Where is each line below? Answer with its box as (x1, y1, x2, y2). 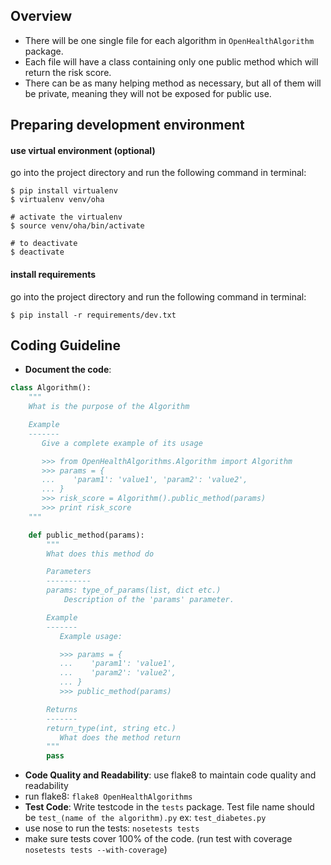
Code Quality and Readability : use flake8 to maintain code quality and (24, 769, 317, 781)
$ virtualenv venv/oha (10, 195, 105, 205)
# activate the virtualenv (10, 212, 123, 223)
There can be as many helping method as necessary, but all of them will (24, 77, 322, 89)
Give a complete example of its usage (41, 438, 203, 448)
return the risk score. (24, 66, 112, 78)
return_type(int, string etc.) (46, 723, 177, 733)
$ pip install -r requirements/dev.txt (10, 310, 177, 320)
